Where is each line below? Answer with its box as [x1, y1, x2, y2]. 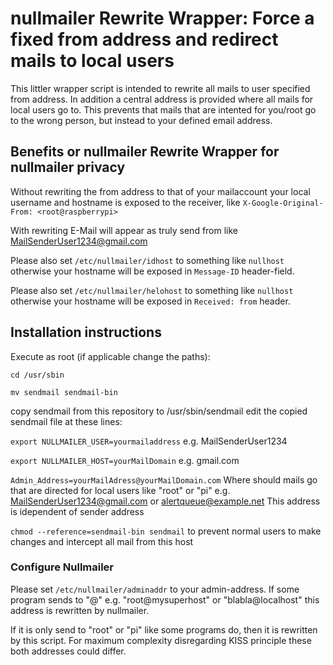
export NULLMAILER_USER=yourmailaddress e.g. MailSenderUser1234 [10, 435, 288, 447]
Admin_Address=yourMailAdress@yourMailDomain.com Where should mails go [10, 473, 318, 486]
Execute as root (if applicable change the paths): [10, 350, 211, 362]
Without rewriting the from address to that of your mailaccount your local [10, 185, 311, 197]
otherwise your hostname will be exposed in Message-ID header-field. [10, 265, 295, 277]
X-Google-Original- [242, 198, 324, 208]
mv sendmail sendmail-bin [10, 387, 118, 397]
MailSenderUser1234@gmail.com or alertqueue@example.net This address [10, 495, 321, 507]
